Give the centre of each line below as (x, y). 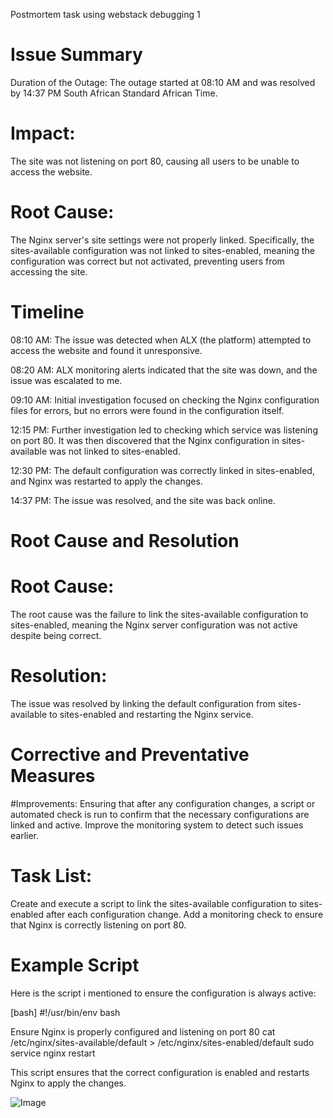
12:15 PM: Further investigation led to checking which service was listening (164, 430)
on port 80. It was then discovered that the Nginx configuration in (145, 440)
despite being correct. (56, 635)
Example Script (75, 965)
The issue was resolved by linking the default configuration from (143, 703)
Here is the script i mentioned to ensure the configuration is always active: (163, 993)
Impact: (43, 133)
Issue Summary (76, 55)
